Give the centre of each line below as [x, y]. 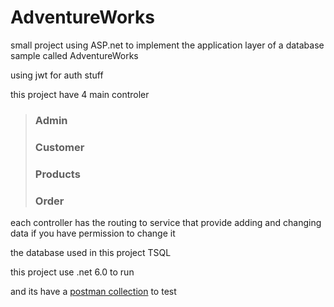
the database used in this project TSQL [91, 252]
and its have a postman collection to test [93, 291]
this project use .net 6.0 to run [72, 272]
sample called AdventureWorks [74, 55]
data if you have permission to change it [93, 233]
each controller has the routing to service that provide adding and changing [166, 222]
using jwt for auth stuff [57, 75]
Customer [59, 147]
